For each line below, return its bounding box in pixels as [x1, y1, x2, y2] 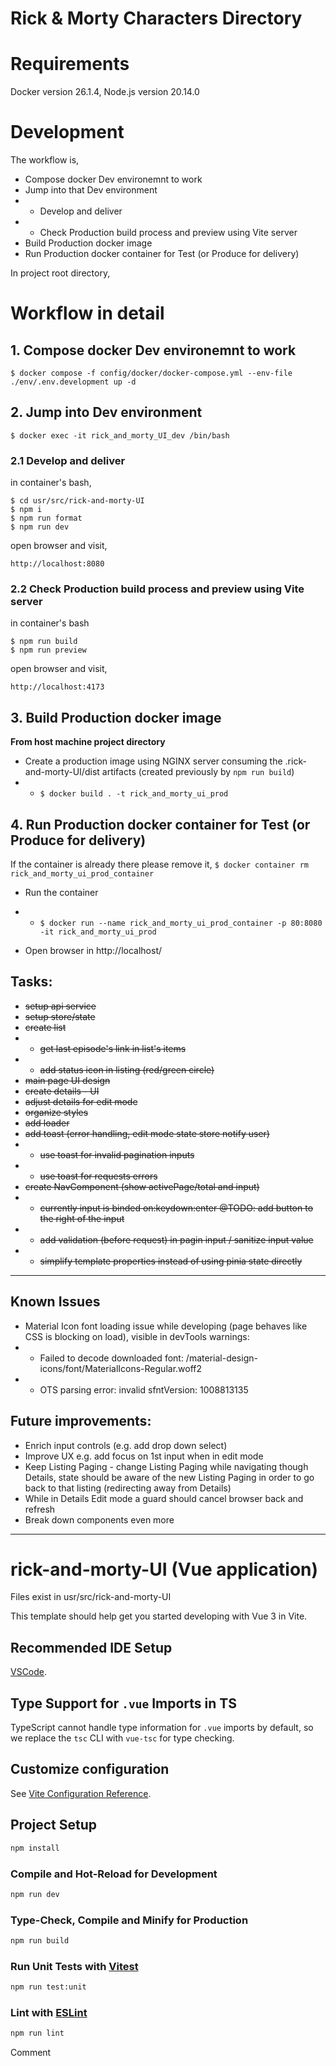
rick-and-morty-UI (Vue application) [10, 1558, 319, 1581]
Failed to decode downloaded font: [39, 1352, 184, 1364]
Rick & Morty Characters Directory [10, 7, 303, 30]
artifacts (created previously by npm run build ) [101, 766, 295, 778]
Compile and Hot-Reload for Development [10, 1867, 218, 1881]
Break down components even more [24, 1513, 175, 1526]
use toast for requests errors [39, 1170, 158, 1182]
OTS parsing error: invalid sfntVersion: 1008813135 [39, 1383, 249, 1396]
